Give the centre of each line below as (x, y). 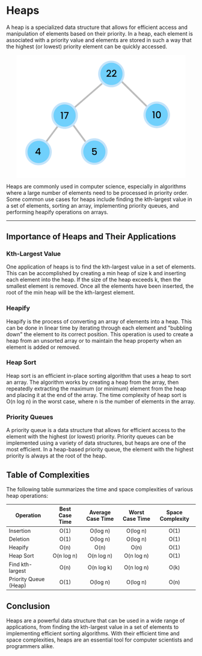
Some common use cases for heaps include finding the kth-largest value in (99, 199)
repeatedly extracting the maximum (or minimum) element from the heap (96, 388)
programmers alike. (30, 646)
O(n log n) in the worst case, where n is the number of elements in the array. (101, 401)
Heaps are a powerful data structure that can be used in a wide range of (96, 621)
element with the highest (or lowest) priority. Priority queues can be (90, 437)
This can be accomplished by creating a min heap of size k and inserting (96, 273)
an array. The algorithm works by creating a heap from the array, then (93, 382)
